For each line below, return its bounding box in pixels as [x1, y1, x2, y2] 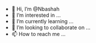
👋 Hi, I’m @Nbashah [11, 6, 60, 12]
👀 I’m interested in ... [11, 12, 61, 19]
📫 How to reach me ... [11, 31, 66, 37]
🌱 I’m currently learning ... [11, 18, 74, 24]
